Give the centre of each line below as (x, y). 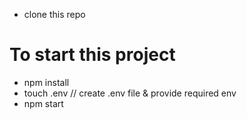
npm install (46, 82)
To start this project (92, 55)
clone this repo (54, 14)
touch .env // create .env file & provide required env (130, 93)
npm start (43, 103)
